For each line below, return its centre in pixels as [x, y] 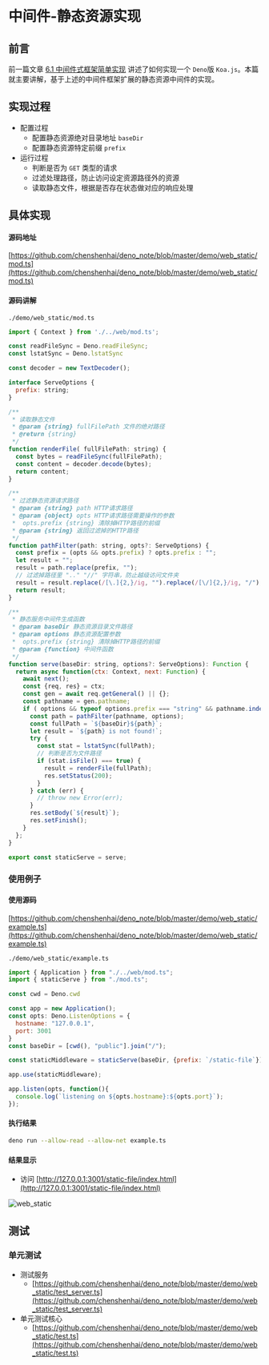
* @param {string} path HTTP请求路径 [72, 508]
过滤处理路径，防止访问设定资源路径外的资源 [106, 178]
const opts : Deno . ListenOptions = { [69, 1016]
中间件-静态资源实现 [75, 16]
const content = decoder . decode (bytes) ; [84, 464]
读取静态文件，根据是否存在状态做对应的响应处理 [112, 187]
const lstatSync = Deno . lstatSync [66, 354]
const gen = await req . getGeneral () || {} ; [96, 694]
